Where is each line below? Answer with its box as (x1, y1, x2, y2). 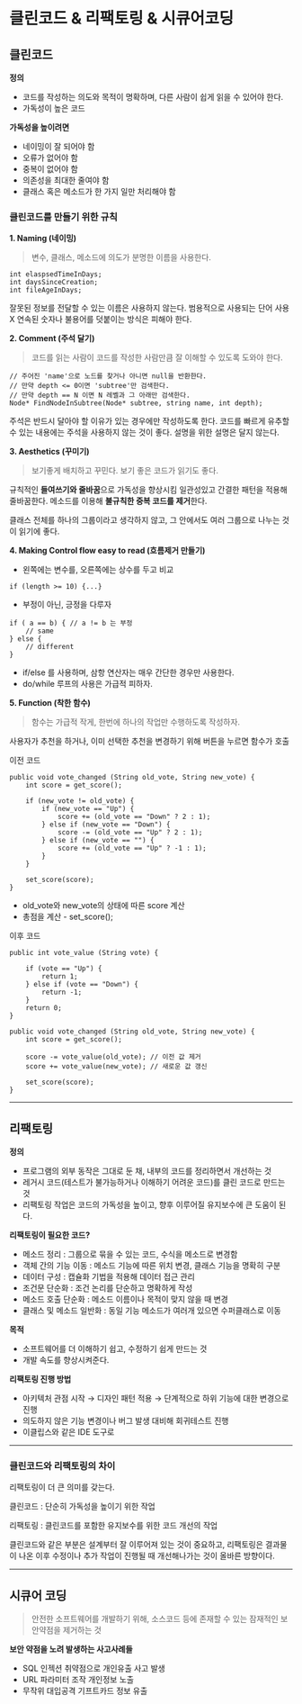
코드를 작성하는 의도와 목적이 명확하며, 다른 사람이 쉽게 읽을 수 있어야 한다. (22, 92, 284, 102)
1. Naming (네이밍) (9, 233, 77, 244)
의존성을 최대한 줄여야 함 (22, 175, 110, 185)
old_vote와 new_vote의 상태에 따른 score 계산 (22, 900, 186, 911)
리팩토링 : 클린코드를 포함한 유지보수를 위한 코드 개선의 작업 (9, 1520, 218, 1531)
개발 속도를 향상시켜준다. (22, 1355, 110, 1366)
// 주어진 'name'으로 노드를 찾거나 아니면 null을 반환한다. (9, 372, 208, 381)
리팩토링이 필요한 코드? (9, 1230, 91, 1240)
